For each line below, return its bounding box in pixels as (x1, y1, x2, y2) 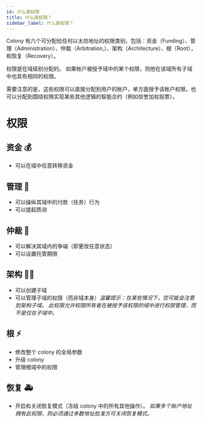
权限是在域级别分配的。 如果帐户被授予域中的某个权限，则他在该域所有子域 (6, 65, 193, 72)
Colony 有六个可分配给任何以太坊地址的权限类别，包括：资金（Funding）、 (6, 37, 191, 45)
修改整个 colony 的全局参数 (14, 348, 83, 356)
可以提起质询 (14, 206, 47, 213)
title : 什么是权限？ (6, 14, 52, 20)
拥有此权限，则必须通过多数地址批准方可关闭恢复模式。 (14, 410, 152, 417)
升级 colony (14, 356, 44, 363)
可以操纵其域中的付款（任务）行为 (14, 198, 100, 206)
